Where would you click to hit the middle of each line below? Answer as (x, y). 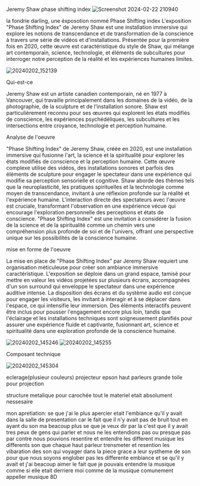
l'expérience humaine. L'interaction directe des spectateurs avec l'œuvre (96, 200)
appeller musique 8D (32, 477)
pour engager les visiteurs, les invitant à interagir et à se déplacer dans (93, 299)
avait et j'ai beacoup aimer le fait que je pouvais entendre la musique (91, 464)
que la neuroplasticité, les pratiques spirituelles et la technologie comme (95, 187)
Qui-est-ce (20, 82)
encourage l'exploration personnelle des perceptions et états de (85, 212)
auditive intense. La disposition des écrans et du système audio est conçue (99, 293)
